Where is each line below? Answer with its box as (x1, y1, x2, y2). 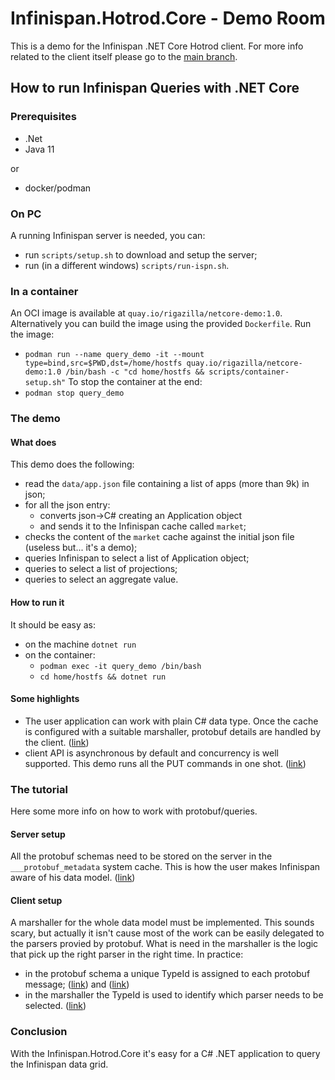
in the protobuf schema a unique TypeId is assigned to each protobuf (24, 968, 311, 980)
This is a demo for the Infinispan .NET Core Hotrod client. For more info (10, 40, 304, 52)
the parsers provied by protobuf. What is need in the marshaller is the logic (10, 938, 319, 950)
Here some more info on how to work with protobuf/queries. (10, 805, 258, 817)
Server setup (10, 828, 66, 840)
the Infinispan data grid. (10, 1058, 109, 1070)
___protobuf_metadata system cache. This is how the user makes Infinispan (10, 861, 321, 873)
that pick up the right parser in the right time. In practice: (10, 948, 244, 961)
